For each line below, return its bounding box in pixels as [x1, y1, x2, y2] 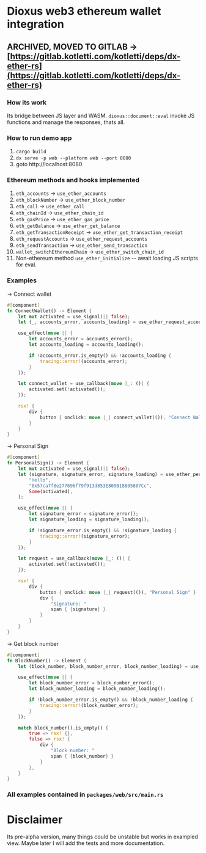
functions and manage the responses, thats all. [7, 118, 125, 126]
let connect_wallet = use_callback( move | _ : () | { [18, 381, 150, 387]
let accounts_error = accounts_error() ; [29, 336, 133, 342]
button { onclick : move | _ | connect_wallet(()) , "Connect [39, 414, 191, 420]
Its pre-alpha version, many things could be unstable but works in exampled [7, 833, 198, 841]
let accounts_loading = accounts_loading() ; [29, 342, 144, 348]
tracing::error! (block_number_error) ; [39, 702, 139, 708]
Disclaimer [7, 813, 63, 827]
